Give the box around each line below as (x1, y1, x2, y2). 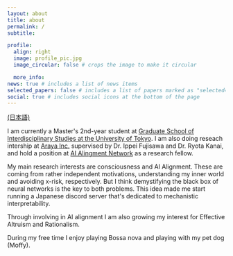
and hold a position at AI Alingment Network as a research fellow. (7, 149, 194, 157)
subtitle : (7, 29, 36, 37)
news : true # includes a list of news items (7, 80, 138, 87)
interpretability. (7, 199, 51, 208)
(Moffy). (7, 241, 31, 250)
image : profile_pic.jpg (13, 55, 82, 62)
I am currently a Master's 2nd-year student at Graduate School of (7, 127, 194, 135)
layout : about (7, 10, 49, 17)
